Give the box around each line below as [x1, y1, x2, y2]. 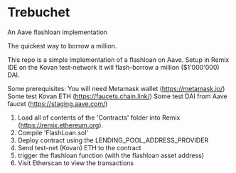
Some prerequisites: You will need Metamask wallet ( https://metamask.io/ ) [7, 84, 225, 93]
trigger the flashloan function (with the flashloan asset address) [17, 151, 205, 159]
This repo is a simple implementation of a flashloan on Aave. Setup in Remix [7, 55, 230, 64]
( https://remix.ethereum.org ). [17, 120, 104, 129]
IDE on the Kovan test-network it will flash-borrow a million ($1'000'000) [7, 63, 220, 71]
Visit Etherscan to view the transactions [17, 158, 134, 167]
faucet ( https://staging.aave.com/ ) [7, 99, 108, 108]
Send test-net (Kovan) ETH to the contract [17, 143, 141, 152]
